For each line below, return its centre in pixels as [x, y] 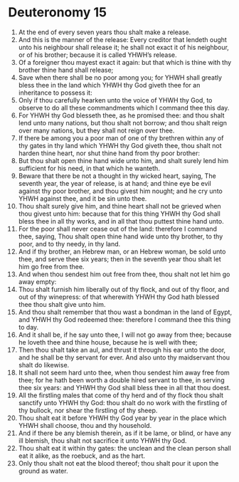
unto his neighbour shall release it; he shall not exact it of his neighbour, [124, 47]
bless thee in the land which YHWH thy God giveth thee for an [109, 85]
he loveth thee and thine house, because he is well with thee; [108, 342]
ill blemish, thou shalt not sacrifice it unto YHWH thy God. [102, 440]
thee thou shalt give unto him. [62, 304]
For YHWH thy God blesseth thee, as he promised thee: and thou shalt [121, 115]
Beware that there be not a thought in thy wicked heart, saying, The [117, 176]
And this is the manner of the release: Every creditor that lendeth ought [122, 39]
